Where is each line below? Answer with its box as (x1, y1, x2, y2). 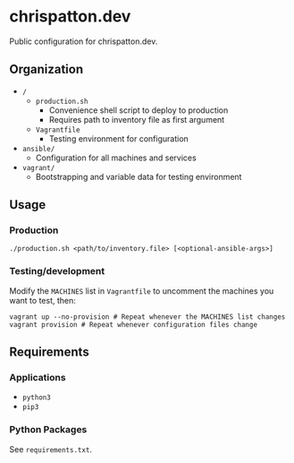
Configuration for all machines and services (35, 152, 197, 163)
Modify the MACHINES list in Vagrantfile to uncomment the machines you (9, 285, 274, 296)
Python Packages (9, 424, 88, 436)
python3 (21, 393, 51, 402)
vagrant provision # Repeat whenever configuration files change (9, 320, 257, 329)
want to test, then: (9, 295, 76, 305)
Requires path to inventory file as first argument (48, 114, 225, 124)
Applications (9, 372, 66, 384)
